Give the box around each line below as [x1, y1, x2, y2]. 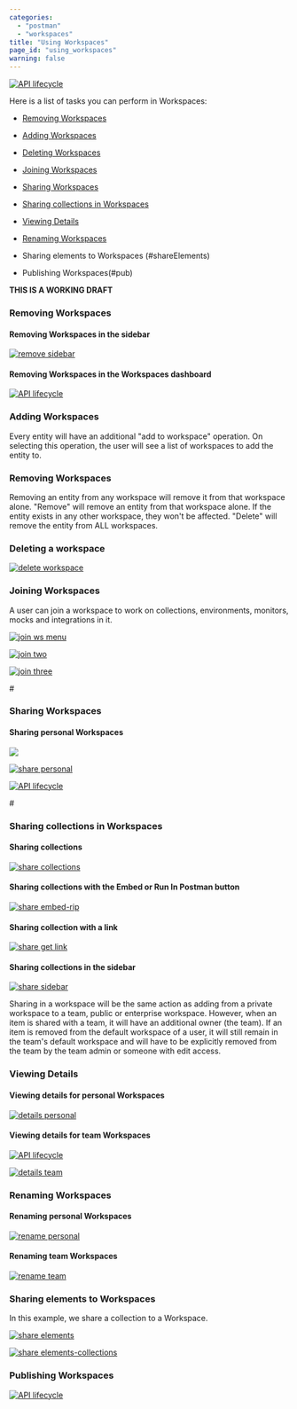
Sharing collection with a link [9, 921, 118, 932]
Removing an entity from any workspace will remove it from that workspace [9, 491, 285, 502]
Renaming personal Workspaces [9, 1211, 132, 1222]
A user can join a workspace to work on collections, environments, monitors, [9, 605, 289, 615]
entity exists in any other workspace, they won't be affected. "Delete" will [9, 511, 277, 521]
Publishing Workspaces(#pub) [21, 268, 133, 278]
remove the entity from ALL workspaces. [9, 520, 158, 530]
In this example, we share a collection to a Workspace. [9, 1313, 208, 1324]
